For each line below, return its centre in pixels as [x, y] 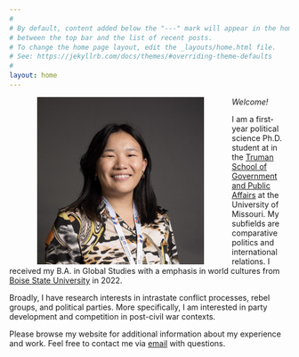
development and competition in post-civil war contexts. [113, 316]
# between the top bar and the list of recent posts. [111, 37]
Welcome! [250, 102]
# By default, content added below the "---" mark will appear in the [143, 28]
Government [255, 176]
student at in [255, 147]
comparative [255, 233]
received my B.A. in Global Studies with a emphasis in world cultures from [145, 270]
